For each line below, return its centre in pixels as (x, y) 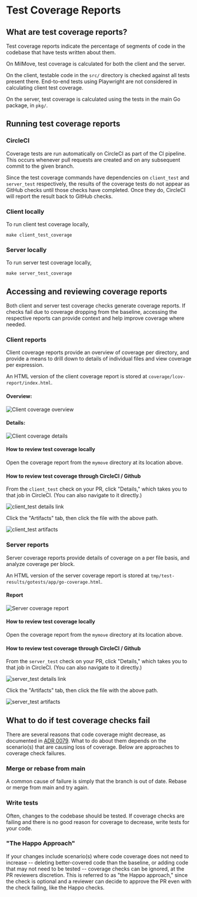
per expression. (25, 365)
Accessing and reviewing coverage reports (87, 291)
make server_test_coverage (39, 274)
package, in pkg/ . (27, 105)
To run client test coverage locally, (48, 224)
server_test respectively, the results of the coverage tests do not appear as (98, 184)
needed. (16, 325)
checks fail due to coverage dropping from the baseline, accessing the (92, 312)
